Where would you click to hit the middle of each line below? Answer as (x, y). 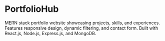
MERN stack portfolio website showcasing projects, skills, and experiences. (82, 23)
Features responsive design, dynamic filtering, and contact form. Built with (81, 28)
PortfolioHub (32, 9)
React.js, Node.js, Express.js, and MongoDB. (50, 33)
